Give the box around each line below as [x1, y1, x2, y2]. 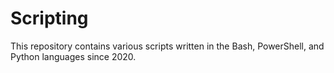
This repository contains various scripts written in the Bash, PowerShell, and [10, 40, 325, 52]
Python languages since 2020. [10, 50, 137, 62]
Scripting [10, 7, 89, 30]
